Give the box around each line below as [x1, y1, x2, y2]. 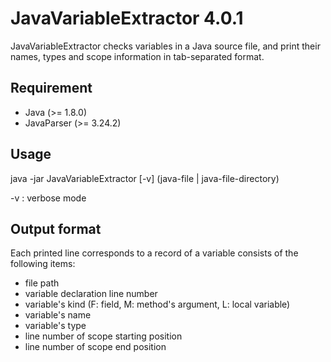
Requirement [10, 80, 93, 97]
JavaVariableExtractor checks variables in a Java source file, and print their [10, 40, 321, 52]
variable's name [24, 309, 92, 321]
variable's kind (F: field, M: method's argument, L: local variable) [24, 298, 291, 311]
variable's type [24, 320, 87, 332]
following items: [10, 258, 76, 270]
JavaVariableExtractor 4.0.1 [10, 7, 244, 30]
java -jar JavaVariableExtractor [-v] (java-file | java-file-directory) [10, 172, 280, 184]
